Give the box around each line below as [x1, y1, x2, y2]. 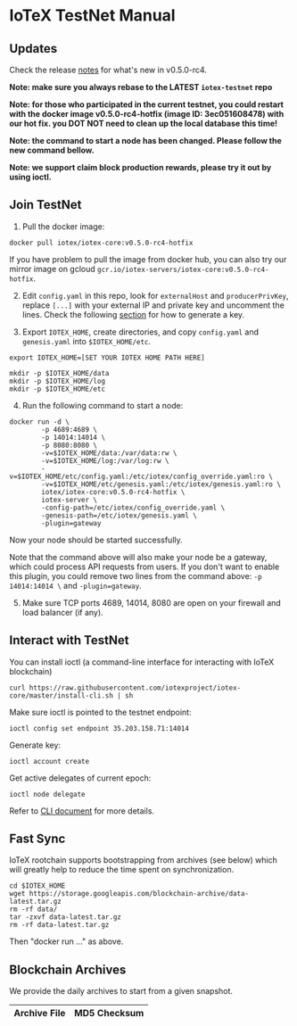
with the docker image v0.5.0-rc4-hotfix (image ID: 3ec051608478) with [9, 109, 285, 119]
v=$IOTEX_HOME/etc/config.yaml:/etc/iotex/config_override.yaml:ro [9, 472, 266, 481]
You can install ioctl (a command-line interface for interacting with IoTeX [9, 657, 275, 667]
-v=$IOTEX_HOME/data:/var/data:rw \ [41, 448, 177, 458]
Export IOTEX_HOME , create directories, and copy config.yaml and [21, 327, 259, 337]
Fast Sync [9, 832, 66, 847]
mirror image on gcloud [9, 263, 95, 274]
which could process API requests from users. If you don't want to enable [9, 561, 280, 572]
